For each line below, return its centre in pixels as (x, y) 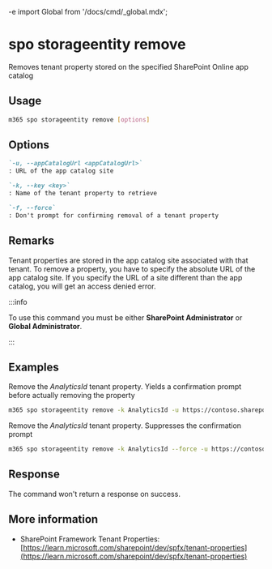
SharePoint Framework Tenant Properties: (90, 539)
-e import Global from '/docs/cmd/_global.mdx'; (88, 12)
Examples (34, 367)
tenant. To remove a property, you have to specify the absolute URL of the (132, 269)
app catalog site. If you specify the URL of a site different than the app (125, 277)
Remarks (32, 241)
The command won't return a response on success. (94, 494)
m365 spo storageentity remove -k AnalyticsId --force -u (108, 449)
